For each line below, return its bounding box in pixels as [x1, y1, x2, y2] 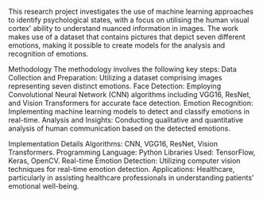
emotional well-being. [8, 181, 79, 190]
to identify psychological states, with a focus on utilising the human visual [8, 15, 249, 25]
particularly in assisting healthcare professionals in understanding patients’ [8, 173, 254, 182]
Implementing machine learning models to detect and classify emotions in [8, 107, 250, 116]
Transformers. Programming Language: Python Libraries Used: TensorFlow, [8, 147, 256, 157]
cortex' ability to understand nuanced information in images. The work [8, 24, 239, 33]
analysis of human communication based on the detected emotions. [8, 123, 230, 133]
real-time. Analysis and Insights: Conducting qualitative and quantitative [8, 115, 244, 124]
